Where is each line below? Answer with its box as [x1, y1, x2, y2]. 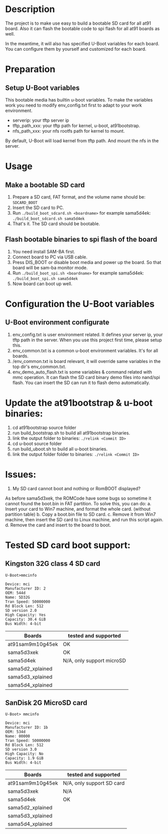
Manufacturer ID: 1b [5, 725, 49, 730]
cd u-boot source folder [12, 440, 62, 446]
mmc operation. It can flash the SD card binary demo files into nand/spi [12, 374, 160, 380]
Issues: [5, 469, 37, 480]
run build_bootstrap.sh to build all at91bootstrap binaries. [12, 430, 130, 436]
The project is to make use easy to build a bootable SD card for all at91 [5, 20, 151, 26]
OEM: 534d [5, 729, 26, 734]
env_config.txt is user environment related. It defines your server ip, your [12, 331, 163, 337]
